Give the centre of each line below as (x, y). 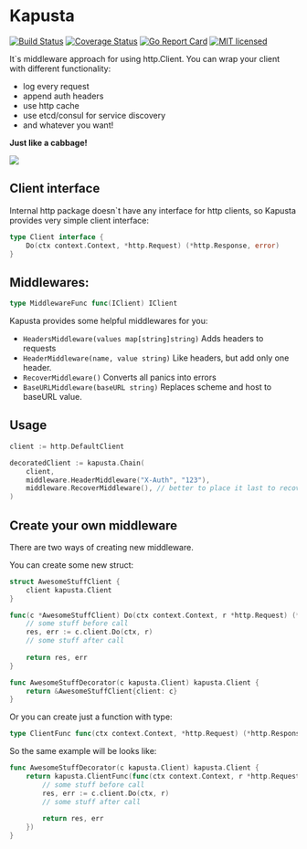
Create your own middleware (94, 525)
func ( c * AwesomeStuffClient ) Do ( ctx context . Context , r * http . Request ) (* (155, 615)
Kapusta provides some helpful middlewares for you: (109, 321)
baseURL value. (52, 397)
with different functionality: (60, 68)
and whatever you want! (68, 125)
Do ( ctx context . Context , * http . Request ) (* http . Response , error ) (153, 246)
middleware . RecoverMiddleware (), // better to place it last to (151, 488)
